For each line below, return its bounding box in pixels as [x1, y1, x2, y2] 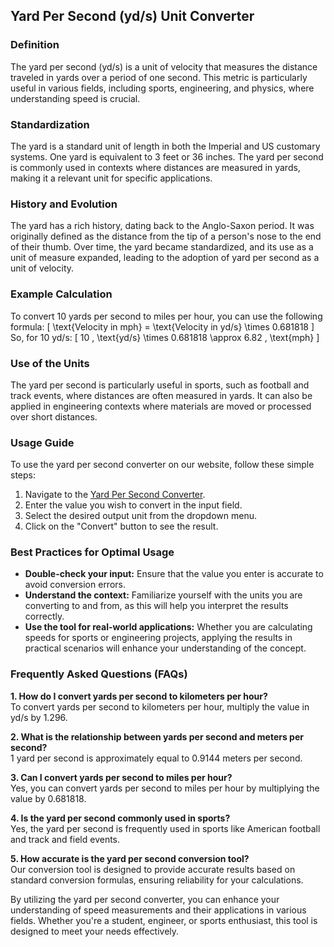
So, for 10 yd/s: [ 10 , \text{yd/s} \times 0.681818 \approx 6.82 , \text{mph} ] [10, 331, 320, 343]
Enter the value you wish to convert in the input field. [24, 499, 243, 511]
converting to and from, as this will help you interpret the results [24, 600, 289, 612]
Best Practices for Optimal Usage [10, 545, 175, 559]
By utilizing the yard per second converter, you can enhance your [10, 893, 280, 905]
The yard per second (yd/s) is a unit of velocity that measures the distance [10, 60, 318, 73]
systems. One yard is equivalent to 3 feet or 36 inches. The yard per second [10, 150, 324, 163]
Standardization [10, 117, 90, 131]
